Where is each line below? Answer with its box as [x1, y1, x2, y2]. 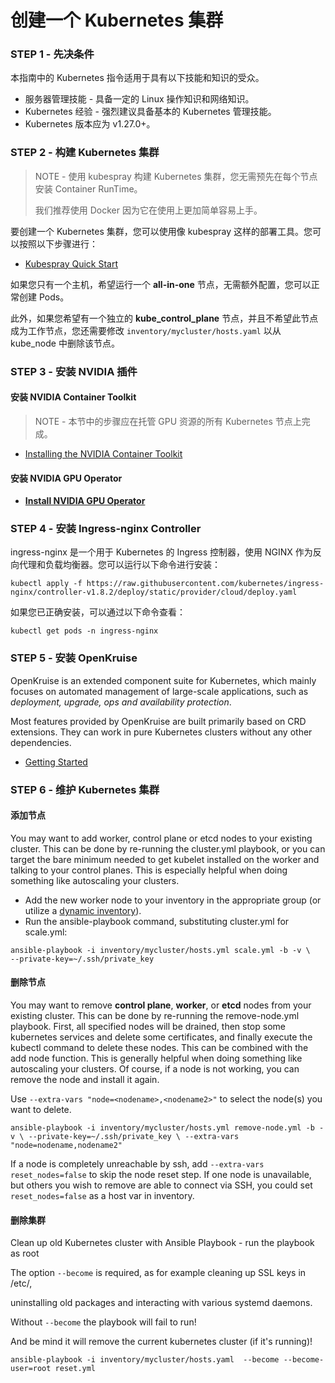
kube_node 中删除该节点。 [10, 337, 120, 349]
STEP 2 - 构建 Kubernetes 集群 [10, 146, 160, 160]
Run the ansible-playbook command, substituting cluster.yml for [24, 915, 290, 927]
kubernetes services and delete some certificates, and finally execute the [10, 1031, 313, 1043]
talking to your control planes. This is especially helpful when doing [10, 864, 288, 876]
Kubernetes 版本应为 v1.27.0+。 [24, 118, 156, 130]
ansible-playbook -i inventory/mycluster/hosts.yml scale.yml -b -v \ [10, 945, 311, 955]
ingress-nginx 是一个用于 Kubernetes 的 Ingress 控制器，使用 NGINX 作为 [10, 546, 313, 558]
